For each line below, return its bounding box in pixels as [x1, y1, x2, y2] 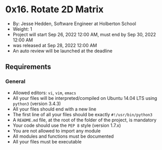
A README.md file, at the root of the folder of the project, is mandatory [12, 117, 157, 123]
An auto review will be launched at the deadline [12, 48, 112, 54]
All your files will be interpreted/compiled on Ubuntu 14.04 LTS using [12, 95, 157, 101]
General [5, 78, 26, 85]
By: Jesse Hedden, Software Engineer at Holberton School [12, 20, 136, 27]
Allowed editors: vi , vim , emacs [12, 90, 77, 96]
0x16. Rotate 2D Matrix [5, 4, 104, 15]
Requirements [5, 62, 51, 71]
